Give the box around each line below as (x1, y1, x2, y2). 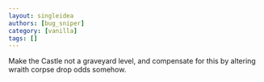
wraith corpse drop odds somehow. (8, 65, 127, 75)
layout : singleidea (8, 11, 74, 20)
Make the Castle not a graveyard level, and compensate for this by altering (8, 56, 256, 66)
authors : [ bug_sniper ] (8, 19, 85, 27)
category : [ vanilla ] (8, 27, 78, 35)
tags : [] (8, 34, 38, 43)
